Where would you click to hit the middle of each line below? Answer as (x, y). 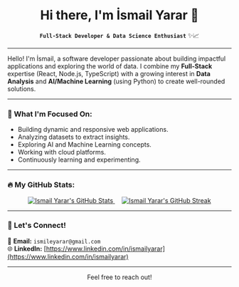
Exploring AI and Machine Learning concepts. (84, 145)
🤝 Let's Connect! (37, 226)
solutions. (22, 88)
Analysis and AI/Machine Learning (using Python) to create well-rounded (116, 81)
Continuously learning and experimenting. (79, 160)
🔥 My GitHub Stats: (41, 185)
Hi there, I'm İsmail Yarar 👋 (119, 15)
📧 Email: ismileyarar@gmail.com (54, 241)
